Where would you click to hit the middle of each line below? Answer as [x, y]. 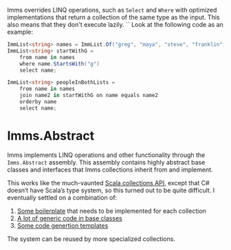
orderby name [38, 102]
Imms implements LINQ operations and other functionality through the [106, 155]
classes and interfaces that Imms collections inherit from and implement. [110, 169]
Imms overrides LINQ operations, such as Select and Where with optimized [112, 10]
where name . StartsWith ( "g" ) [59, 64]
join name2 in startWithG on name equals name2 [89, 96]
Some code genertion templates [63, 225]
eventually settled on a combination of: [62, 197]
